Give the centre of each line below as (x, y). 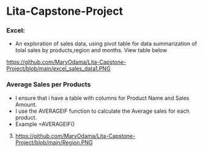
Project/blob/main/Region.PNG (54, 142)
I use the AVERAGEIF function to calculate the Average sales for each (102, 111)
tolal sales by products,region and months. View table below (91, 50)
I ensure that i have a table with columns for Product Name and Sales (102, 98)
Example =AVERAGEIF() (45, 124)
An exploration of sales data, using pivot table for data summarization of (106, 44)
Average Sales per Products (49, 85)
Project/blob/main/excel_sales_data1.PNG (59, 69)
